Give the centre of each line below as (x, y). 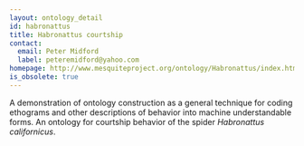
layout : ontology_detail (56, 18)
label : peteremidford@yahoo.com (79, 60)
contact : (26, 43)
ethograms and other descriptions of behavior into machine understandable (151, 112)
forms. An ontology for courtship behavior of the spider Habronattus (137, 122)
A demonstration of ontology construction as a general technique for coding (151, 102)
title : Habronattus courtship (66, 34)
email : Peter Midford (58, 52)
